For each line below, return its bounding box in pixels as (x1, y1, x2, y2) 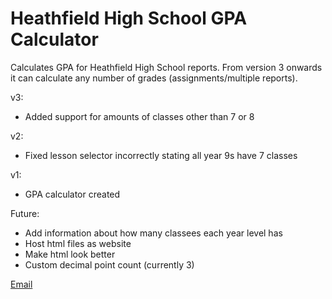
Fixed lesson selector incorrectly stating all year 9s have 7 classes (24, 149, 298, 161)
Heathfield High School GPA (10, 7, 248, 30)
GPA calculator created (24, 188, 121, 200)
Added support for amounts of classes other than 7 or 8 (24, 110, 255, 122)
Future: (10, 207, 40, 219)
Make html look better (24, 248, 116, 260)
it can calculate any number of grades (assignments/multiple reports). (10, 72, 298, 84)
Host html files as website (24, 237, 132, 249)
